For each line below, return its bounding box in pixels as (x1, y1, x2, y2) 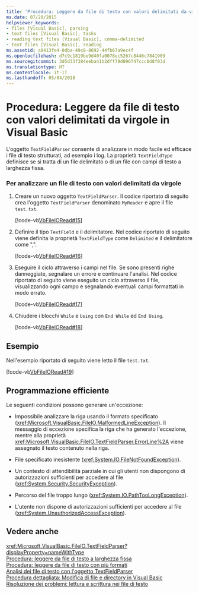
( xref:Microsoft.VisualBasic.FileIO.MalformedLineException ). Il (14, 419, 166, 426)
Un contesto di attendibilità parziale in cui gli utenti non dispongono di (14, 467, 185, 474)
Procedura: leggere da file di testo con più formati (6, 561, 128, 568)
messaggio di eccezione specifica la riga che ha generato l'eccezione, (14, 425, 187, 433)
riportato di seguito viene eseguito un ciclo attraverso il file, (14, 277, 160, 284)
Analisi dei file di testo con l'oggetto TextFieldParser (6, 567, 133, 575)
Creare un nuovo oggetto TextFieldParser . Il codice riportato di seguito (14, 193, 189, 200)
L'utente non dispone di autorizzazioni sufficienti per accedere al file (14, 503, 182, 510)
